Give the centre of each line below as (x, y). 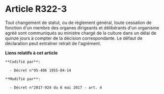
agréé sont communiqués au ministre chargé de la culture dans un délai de (81, 33)
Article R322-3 (36, 9)
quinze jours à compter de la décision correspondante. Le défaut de (74, 38)
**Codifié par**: (23, 62)
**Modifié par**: (23, 79)
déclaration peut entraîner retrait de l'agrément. (53, 43)
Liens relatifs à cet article (31, 53)
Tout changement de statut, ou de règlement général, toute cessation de (78, 23)
